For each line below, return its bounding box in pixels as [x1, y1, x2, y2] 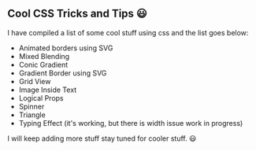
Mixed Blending [18, 51, 70, 61]
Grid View [18, 76, 51, 86]
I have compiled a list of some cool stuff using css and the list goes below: [7, 28, 249, 37]
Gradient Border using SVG [18, 68, 107, 78]
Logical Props [18, 93, 64, 102]
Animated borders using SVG [18, 43, 113, 53]
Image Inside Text [18, 85, 77, 94]
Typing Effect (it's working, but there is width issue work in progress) [18, 118, 243, 127]
